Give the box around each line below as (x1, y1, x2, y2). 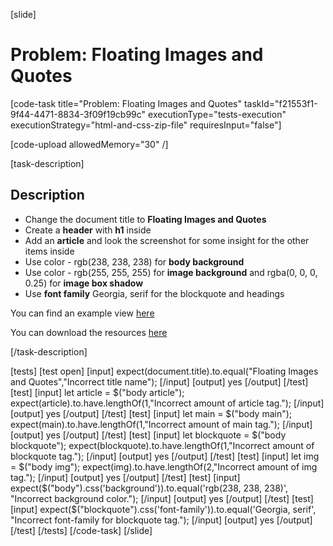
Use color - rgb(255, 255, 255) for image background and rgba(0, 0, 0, (24, 266, 318, 278)
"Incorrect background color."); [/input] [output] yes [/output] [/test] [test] (10, 492, 314, 504)
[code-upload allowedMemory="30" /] (10, 138, 169, 150)
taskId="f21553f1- (243, 97, 318, 109)
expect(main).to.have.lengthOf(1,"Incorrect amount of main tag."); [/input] (10, 418, 313, 430)
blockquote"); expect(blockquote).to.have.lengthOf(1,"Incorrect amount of (10, 439, 315, 451)
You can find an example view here (10, 307, 155, 319)
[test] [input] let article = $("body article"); (10, 386, 185, 398)
